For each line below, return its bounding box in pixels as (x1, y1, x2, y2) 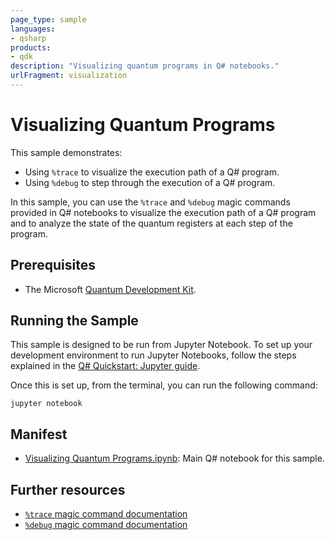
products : (10, 42, 52, 53)
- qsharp (10, 33, 47, 43)
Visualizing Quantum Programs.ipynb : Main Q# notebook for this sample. (24, 452, 325, 465)
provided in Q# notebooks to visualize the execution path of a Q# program (10, 206, 317, 218)
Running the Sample (10, 312, 139, 330)
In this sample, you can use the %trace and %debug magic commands (10, 196, 291, 208)
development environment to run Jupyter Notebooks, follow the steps (10, 349, 297, 361)
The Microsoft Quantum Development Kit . (24, 283, 197, 295)
